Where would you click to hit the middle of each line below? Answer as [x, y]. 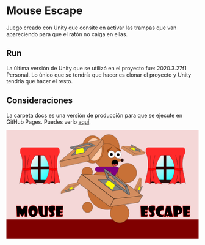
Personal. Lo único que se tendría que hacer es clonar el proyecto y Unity [99, 75]
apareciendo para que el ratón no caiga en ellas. [67, 34]
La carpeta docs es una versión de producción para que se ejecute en [95, 115]
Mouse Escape [45, 11]
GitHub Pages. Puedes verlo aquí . [49, 122]
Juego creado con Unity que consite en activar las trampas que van [92, 28]
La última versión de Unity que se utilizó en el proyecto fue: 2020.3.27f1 [97, 68]
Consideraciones [40, 101]
